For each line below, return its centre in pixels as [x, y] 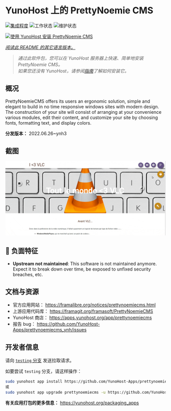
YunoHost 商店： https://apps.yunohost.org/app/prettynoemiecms [82, 318]
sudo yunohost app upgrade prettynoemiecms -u [55, 393]
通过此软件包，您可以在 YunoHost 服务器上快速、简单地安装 [81, 58]
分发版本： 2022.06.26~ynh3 [36, 133]
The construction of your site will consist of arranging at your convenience [83, 112]
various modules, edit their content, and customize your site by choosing [82, 117]
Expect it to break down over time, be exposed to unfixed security [82, 269]
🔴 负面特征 [22, 251]
